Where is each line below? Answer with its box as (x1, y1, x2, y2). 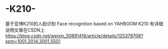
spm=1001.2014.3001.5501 (5, 38, 61, 44)
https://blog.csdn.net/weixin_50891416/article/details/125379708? (5, 33, 144, 39)
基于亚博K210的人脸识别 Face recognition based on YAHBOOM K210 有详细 (5, 20, 164, 27)
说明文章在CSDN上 (5, 27, 45, 33)
